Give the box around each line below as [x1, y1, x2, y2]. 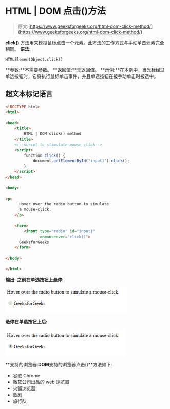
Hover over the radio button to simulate [18, 202, 109, 207]
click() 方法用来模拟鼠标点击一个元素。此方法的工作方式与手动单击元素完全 [5, 40, 164, 46]
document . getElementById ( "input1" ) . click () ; [32, 158, 130, 164]
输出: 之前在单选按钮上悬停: [5, 276, 64, 283]
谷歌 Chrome [12, 372, 41, 378]
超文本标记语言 [5, 90, 53, 99]
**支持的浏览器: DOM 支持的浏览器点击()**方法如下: [5, 361, 112, 367]
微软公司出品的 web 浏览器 [12, 379, 70, 385]
